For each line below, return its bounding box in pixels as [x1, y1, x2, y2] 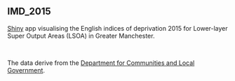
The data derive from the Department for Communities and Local [7, 59, 195, 67]
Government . [7, 66, 46, 74]
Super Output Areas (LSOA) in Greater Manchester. [7, 31, 155, 40]
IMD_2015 [7, 6, 51, 17]
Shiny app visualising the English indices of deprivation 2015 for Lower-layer [7, 24, 228, 32]
